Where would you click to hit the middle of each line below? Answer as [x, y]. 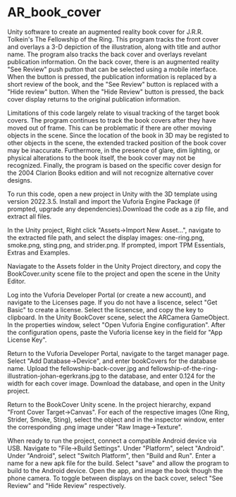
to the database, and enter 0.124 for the [159, 376]
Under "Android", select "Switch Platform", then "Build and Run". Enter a [112, 455]
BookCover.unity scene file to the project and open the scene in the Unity [114, 274]
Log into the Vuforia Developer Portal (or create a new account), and [107, 295]
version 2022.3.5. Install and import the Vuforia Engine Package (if [104, 201]
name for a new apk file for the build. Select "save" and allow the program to [118, 463]
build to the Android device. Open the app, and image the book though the [115, 470]
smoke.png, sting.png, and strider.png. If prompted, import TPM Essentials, [116, 245]
